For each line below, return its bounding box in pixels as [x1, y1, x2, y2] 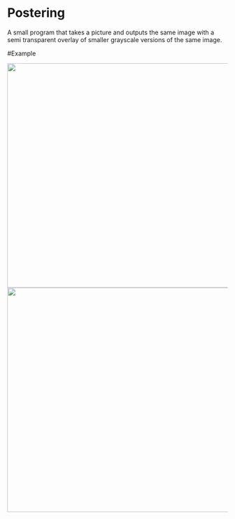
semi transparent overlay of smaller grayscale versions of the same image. [7, 35, 222, 43]
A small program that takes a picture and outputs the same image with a [7, 28, 215, 36]
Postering [7, 5, 65, 21]
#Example [7, 49, 36, 58]
